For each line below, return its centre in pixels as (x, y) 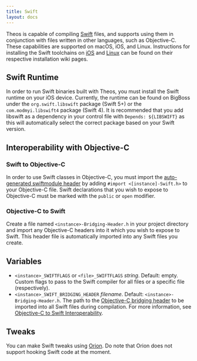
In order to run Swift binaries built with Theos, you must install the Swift (93, 91)
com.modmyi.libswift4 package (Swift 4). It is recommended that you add (95, 110)
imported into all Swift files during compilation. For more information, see (103, 307)
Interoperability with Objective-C (68, 148)
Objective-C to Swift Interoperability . (59, 313)
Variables (24, 261)
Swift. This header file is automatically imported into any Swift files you (92, 237)
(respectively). (32, 288)
